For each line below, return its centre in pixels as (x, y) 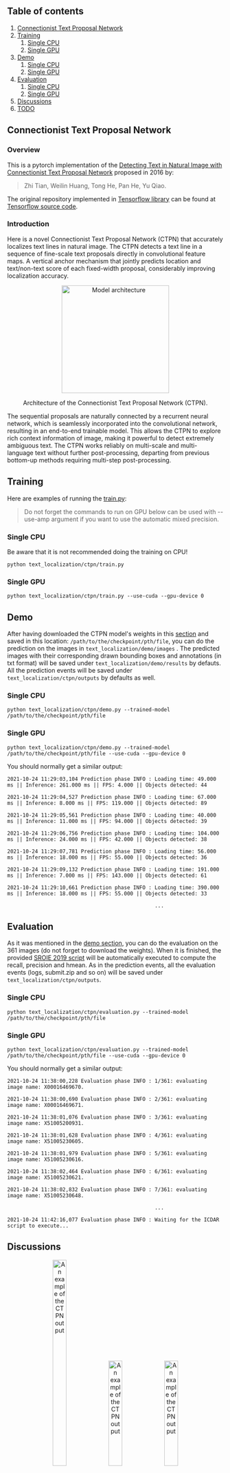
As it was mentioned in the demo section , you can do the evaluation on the (113, 943)
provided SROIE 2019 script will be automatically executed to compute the (112, 958)
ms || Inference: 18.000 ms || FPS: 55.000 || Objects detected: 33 (107, 893)
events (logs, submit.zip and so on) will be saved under (85, 973)
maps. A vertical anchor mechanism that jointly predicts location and (104, 261)
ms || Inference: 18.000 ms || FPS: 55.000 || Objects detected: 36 (107, 857)
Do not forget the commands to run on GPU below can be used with (120, 511)
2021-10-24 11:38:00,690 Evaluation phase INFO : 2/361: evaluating (107, 1099)
